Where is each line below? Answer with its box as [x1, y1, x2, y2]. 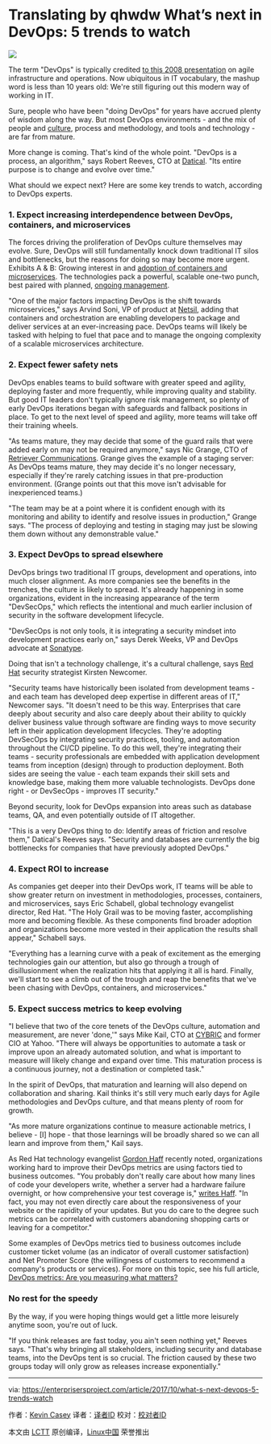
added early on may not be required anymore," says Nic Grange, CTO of [8, 444, 248, 454]
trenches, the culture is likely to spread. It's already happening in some [8, 584, 244, 594]
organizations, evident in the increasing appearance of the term [8, 593, 220, 602]
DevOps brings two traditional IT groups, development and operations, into [8, 567, 256, 577]
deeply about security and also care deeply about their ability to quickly [8, 708, 247, 718]
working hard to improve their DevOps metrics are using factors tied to [8, 1163, 244, 1173]
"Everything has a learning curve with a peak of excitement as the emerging [8, 949, 261, 959]
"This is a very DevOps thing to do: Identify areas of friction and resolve [8, 825, 248, 835]
